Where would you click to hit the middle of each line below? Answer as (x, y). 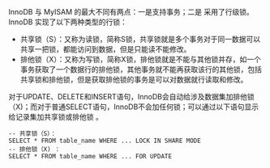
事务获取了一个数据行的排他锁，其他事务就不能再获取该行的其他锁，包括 (141, 69)
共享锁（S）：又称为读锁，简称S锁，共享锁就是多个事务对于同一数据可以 (140, 39)
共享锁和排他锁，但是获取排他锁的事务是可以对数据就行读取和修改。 (134, 80)
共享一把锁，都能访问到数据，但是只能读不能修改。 (105, 49)
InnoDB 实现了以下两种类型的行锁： (68, 22)
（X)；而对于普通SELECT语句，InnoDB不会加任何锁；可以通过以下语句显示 (134, 107)
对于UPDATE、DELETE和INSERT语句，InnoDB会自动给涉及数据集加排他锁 (131, 97)
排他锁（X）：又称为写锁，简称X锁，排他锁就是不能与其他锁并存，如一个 (140, 59)
